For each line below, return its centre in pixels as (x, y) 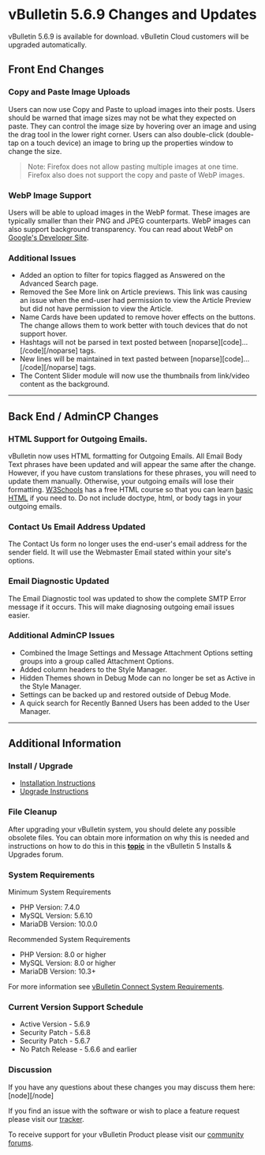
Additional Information (65, 744)
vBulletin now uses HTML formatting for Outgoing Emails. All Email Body (125, 456)
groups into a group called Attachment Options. (97, 661)
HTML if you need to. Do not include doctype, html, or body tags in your (125, 498)
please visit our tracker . (46, 1119)
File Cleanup (33, 812)
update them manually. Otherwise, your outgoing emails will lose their (121, 481)
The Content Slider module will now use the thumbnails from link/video (134, 376)
